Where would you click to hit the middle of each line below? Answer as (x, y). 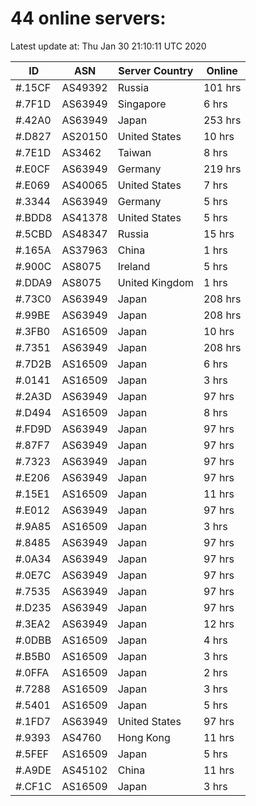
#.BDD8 (34, 217)
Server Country (156, 70)
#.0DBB (33, 640)
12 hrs (219, 624)
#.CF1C (33, 786)
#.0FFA (32, 672)
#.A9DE (33, 770)
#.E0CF (33, 169)
